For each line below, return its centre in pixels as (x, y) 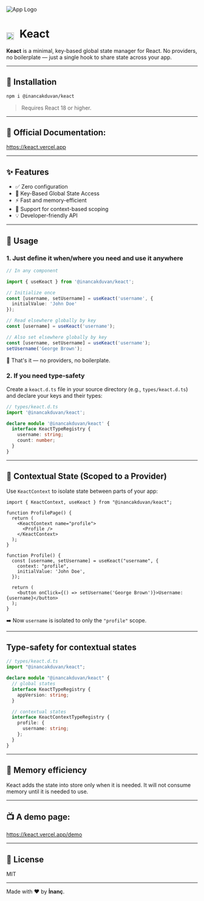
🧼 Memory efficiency (46, 771)
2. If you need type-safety (46, 376)
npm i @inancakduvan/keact (40, 96)
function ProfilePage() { (39, 513)
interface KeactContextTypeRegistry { (61, 717)
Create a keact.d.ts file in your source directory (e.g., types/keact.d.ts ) (97, 389)
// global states (34, 684)
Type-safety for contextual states (71, 648)
